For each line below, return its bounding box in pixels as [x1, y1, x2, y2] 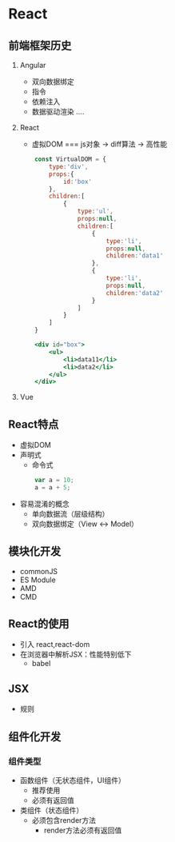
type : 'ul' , [77, 207, 113, 216]
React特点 [8, 417, 59, 431]
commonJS [19, 566, 58, 576]
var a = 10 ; [34, 477, 74, 485]
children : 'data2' [105, 289, 164, 297]
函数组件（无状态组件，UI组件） [19, 775, 125, 784]
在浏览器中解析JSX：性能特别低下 [19, 649, 132, 660]
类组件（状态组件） [19, 805, 84, 815]
